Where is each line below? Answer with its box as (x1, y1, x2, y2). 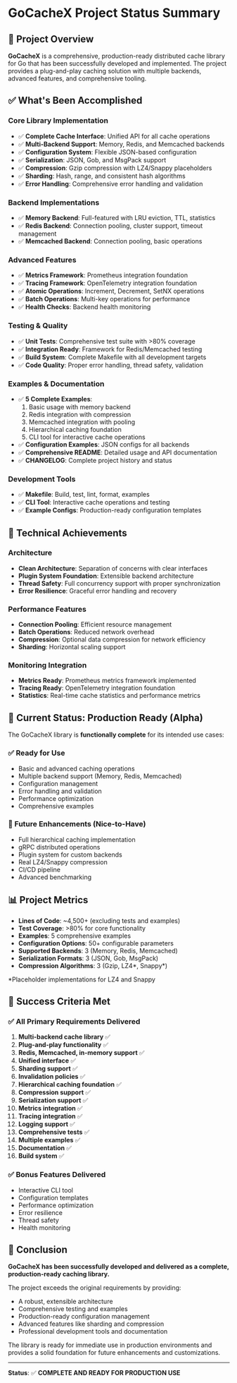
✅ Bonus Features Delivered (8, 1170, 106, 1180)
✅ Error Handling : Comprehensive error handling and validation (18, 179, 203, 188)
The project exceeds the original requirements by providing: (8, 1284, 181, 1292)
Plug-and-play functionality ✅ (18, 1041, 109, 1049)
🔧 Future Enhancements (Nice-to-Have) (8, 819, 146, 829)
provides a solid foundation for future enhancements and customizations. (8, 1348, 221, 1357)
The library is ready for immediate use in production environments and (8, 1341, 212, 1349)
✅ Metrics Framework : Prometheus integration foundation (18, 271, 188, 279)
